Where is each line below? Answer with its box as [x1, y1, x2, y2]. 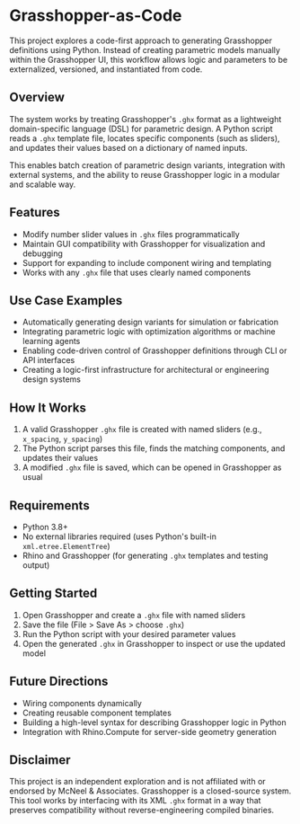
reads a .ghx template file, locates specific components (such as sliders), [9, 132, 280, 144]
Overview [9, 90, 66, 105]
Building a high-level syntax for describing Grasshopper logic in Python [22, 716, 287, 728]
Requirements [9, 498, 90, 513]
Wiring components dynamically [22, 697, 142, 708]
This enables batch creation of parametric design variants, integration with [9, 159, 286, 171]
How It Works [9, 400, 87, 415]
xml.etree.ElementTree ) [22, 541, 110, 551]
